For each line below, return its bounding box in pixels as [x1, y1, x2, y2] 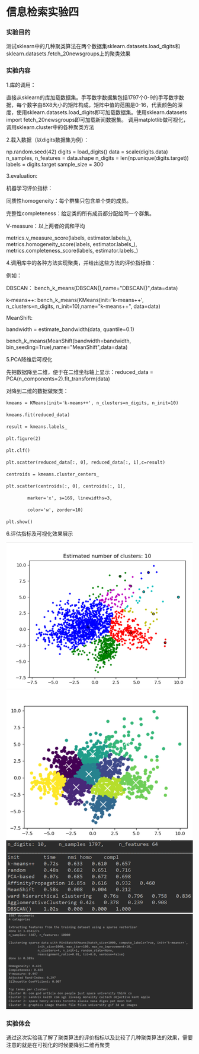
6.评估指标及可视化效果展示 [6, 530, 73, 537]
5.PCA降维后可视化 [6, 355, 53, 363]
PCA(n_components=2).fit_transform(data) [6, 375, 111, 382]
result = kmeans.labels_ [6, 423, 68, 430]
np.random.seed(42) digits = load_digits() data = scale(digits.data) [6, 148, 168, 155]
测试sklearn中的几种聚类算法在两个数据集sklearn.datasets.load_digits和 [6, 43, 181, 50]
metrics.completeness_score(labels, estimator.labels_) [6, 247, 139, 254]
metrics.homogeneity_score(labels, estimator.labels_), [6, 240, 137, 247]
